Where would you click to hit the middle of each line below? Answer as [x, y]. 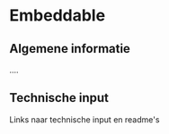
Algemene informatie [70, 49]
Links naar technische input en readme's [84, 119]
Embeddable [58, 16]
